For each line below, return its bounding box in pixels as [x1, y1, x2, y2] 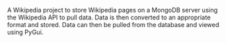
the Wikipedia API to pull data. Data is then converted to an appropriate [7, 13, 211, 21]
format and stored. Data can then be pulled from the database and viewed [7, 21, 220, 28]
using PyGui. [7, 28, 44, 36]
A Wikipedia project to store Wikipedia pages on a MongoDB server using [7, 6, 218, 14]
